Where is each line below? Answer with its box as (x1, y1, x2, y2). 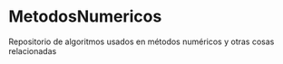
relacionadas (8, 45, 57, 56)
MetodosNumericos (8, 6, 162, 27)
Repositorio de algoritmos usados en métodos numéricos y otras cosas (8, 36, 275, 47)
